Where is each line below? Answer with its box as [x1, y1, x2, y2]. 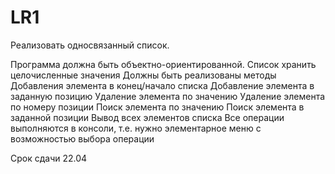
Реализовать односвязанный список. [10, 39, 170, 51]
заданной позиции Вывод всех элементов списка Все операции [10, 111, 285, 123]
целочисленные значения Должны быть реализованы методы [10, 69, 277, 81]
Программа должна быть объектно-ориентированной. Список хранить [10, 58, 317, 70]
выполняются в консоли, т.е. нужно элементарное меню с [10, 122, 262, 134]
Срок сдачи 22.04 [10, 152, 88, 164]
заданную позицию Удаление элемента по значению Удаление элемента [10, 90, 326, 102]
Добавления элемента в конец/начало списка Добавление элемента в [10, 79, 315, 91]
